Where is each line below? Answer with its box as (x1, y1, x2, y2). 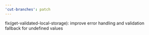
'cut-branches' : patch (5, 7, 51, 12)
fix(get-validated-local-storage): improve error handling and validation (5, 20, 145, 26)
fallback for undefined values (5, 25, 63, 31)
